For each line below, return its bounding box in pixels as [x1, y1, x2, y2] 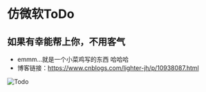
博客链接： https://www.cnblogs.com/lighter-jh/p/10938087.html [17, 64, 199, 72]
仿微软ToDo [7, 6, 75, 22]
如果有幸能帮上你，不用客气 [7, 36, 126, 47]
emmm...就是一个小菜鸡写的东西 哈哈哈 [17, 56, 129, 63]
